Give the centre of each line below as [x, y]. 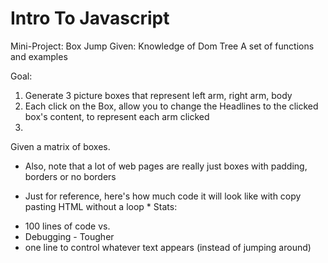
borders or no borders [70, 176]
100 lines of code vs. [67, 226]
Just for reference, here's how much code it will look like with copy [163, 196]
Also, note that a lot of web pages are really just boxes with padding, [166, 166]
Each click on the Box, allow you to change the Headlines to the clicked [171, 106]
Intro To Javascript [90, 18]
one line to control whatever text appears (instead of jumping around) [168, 247]
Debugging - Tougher [69, 236]
